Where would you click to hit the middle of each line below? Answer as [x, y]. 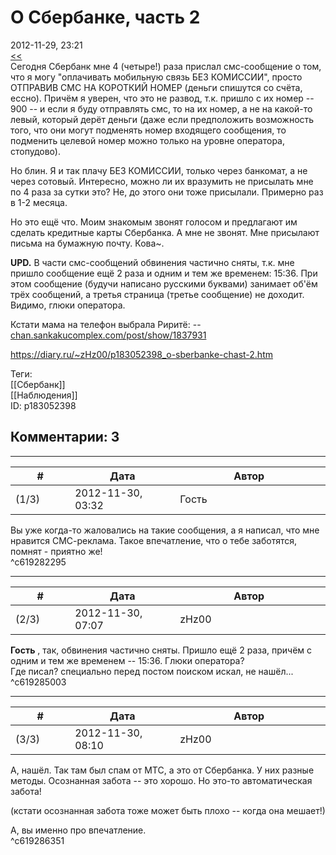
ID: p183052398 [43, 405]
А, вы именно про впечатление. [78, 830]
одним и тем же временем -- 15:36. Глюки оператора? [127, 660]
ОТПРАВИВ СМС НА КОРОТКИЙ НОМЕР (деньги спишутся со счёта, [156, 87]
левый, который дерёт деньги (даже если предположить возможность [162, 119]
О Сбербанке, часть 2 [105, 17]
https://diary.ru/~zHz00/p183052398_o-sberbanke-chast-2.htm [141, 354]
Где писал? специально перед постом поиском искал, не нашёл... [152, 671]
